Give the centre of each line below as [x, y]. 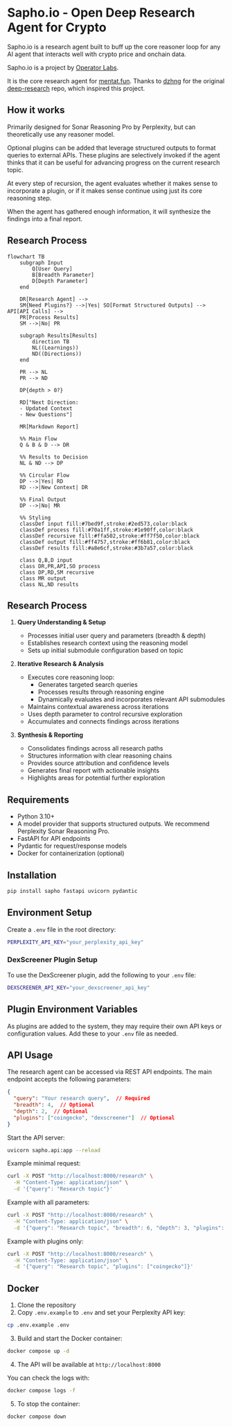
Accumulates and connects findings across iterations [103, 721]
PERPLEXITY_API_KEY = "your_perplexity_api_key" [75, 942]
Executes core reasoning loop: [71, 677]
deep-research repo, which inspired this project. [76, 88]
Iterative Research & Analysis [60, 664]
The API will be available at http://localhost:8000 [89, 1364]
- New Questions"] [46, 414]
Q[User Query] [52, 268]
